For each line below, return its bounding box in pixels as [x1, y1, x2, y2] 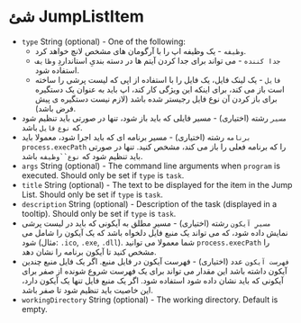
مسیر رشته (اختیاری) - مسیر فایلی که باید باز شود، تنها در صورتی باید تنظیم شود [21, 112, 287, 123]
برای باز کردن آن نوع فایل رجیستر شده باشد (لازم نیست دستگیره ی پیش [34, 93, 278, 104]
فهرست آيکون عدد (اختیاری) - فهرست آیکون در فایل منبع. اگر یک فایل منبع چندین [21, 256, 290, 266]
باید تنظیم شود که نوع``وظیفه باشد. [21, 150, 143, 161]
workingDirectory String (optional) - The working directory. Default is [21, 294, 278, 305]
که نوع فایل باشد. [21, 121, 83, 132]
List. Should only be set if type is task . [21, 189, 164, 200]
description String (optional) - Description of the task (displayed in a [21, 198, 278, 209]
